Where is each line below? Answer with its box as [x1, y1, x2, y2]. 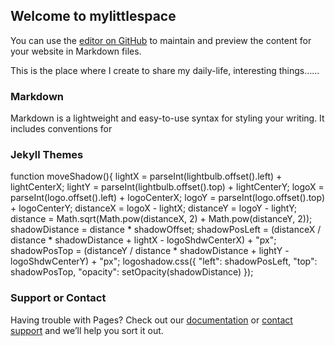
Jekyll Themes [10, 148, 84, 162]
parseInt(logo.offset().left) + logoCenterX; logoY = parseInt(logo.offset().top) [10, 192, 326, 204]
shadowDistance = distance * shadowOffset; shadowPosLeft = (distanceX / [10, 224, 322, 236]
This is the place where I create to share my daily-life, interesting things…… [10, 64, 320, 76]
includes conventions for [10, 123, 113, 135]
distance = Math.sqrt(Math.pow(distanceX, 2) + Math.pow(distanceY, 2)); [10, 213, 313, 225]
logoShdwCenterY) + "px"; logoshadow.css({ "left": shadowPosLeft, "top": [10, 255, 318, 268]
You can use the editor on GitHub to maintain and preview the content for [10, 34, 312, 46]
